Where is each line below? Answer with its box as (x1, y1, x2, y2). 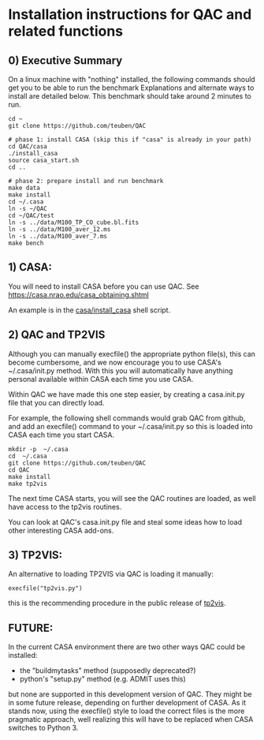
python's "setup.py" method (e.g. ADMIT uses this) (19, 675, 187, 684)
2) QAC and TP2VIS (8, 328, 106, 342)
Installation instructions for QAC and (8, 6, 252, 24)
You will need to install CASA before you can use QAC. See (8, 282, 199, 291)
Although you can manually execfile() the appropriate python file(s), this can (8, 349, 256, 358)
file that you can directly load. (8, 398, 105, 407)
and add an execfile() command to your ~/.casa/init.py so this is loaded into (8, 421, 254, 431)
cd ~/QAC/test (8, 211, 55, 219)
